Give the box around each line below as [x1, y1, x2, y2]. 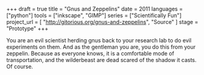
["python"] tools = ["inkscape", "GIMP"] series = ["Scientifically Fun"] [6, 12, 182, 19]
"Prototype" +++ [6, 25, 49, 32]
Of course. [6, 63, 34, 70]
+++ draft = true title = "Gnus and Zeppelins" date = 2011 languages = [6, 6, 183, 12]
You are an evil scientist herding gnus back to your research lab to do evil [6, 37, 192, 44]
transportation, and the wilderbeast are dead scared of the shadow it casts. [6, 57, 197, 63]
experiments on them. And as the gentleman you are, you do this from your [6, 43, 196, 50]
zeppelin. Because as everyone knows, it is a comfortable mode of [6, 50, 175, 57]
